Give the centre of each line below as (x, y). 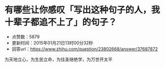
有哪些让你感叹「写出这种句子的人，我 (82, 10)
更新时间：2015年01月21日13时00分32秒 (52, 43)
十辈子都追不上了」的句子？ (61, 22)
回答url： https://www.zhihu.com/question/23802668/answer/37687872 (85, 49)
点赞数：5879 (26, 37)
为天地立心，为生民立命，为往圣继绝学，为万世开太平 (59, 59)
